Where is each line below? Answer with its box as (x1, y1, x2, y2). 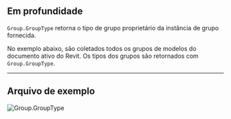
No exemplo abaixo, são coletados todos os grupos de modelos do (7, 44, 197, 52)
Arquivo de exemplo (7, 85, 95, 97)
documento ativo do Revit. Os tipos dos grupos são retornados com (7, 52, 199, 60)
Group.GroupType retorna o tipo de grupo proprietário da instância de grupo (7, 23, 219, 32)
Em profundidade (7, 6, 83, 17)
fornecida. (7, 31, 36, 39)
